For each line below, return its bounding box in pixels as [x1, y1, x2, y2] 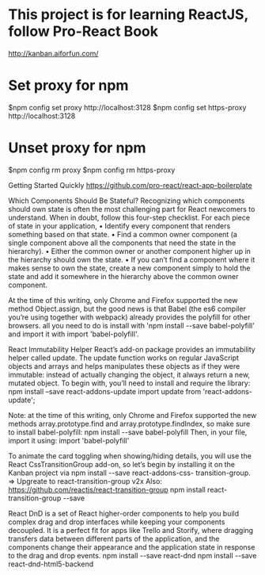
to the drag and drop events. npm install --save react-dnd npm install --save [8, 550, 257, 560]
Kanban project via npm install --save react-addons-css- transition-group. [8, 468, 251, 477]
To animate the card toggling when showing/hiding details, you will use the [8, 450, 252, 461]
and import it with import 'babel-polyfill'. [8, 329, 139, 339]
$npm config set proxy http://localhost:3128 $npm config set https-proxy [8, 102, 247, 112]
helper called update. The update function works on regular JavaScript [8, 353, 240, 362]
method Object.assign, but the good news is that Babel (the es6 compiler [8, 304, 247, 313]
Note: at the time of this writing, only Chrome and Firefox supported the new [8, 410, 257, 420]
